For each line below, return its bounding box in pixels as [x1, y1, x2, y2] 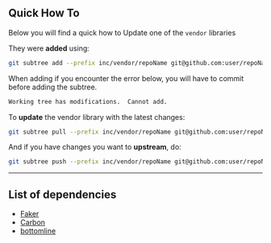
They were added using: [8, 43, 90, 53]
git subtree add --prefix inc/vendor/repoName [8, 59, 168, 67]
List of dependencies [8, 187, 117, 201]
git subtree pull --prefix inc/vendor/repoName [8, 128, 172, 136]
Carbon [19, 217, 46, 228]
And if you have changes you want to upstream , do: [8, 142, 181, 152]
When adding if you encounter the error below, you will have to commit [8, 73, 244, 83]
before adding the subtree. [8, 82, 98, 92]
